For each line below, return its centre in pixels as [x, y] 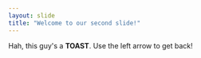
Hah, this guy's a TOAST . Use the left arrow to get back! [100, 45]
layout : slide [32, 15]
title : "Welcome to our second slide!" [75, 23]
